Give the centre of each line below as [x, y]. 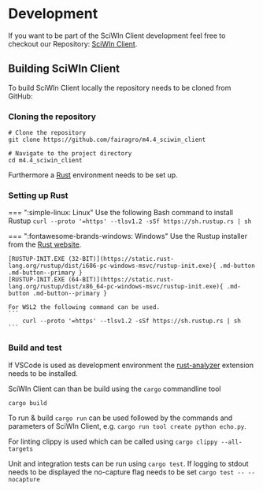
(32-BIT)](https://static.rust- [121, 259]
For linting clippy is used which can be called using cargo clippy [113, 441]
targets [21, 449]
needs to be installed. [43, 373]
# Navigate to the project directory [70, 154]
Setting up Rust [38, 195]
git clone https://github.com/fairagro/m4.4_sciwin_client [107, 140]
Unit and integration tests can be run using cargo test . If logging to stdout [129, 463]
